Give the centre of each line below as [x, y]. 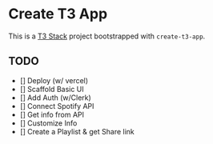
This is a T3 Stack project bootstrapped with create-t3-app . [107, 36]
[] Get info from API [52, 114]
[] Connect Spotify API [57, 106]
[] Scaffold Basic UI [52, 89]
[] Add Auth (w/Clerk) [56, 98]
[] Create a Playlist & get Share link [77, 131]
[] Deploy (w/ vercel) [54, 80]
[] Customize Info [48, 123]
